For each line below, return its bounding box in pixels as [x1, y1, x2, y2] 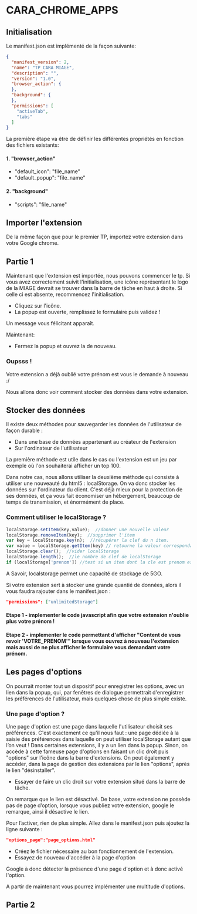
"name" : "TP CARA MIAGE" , [11, 65, 75, 70]
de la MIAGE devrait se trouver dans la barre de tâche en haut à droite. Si [6, 285, 182, 292]
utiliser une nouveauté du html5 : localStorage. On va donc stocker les [6, 480, 176, 487]
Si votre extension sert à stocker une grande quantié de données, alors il [6, 581, 182, 588]
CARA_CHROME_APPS [6, 4, 118, 17]
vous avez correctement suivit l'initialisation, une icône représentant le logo [6, 278, 189, 285]
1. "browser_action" [6, 155, 56, 162]
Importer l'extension [6, 218, 83, 228]
